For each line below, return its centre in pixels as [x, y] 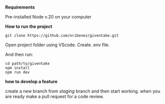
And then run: [19, 54]
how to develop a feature [31, 81]
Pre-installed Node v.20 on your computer [48, 17]
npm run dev [17, 72]
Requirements [20, 7]
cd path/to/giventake [28, 64]
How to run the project [29, 26]
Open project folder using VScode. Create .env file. [58, 45]
